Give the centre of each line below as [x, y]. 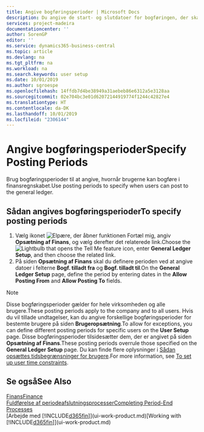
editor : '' [20, 40]
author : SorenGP [27, 35]
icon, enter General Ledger [157, 248]
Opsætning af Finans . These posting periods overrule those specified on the [102, 343]
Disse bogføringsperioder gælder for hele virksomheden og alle [86, 304]
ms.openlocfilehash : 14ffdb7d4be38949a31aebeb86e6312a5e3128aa [88, 91]
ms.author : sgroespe [32, 86]
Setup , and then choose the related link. [65, 255]
